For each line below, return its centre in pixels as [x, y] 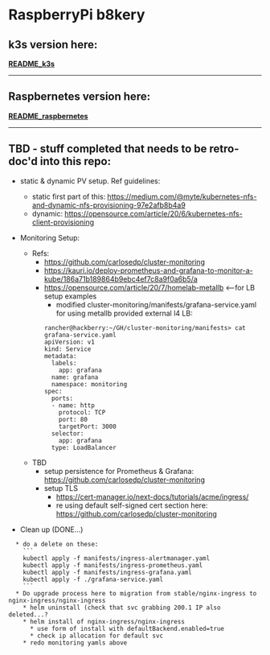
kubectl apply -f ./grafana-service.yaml [93, 579]
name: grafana [75, 377]
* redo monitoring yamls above [75, 643]
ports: [62, 398]
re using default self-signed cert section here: [132, 505]
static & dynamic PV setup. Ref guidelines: [90, 181]
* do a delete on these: [57, 544]
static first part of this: [69, 196]
